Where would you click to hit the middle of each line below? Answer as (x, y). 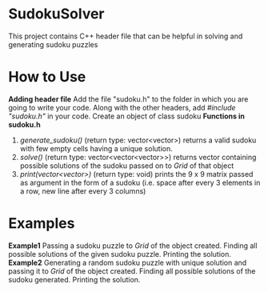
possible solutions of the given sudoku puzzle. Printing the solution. (120, 254)
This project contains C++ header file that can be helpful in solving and (126, 36)
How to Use (47, 77)
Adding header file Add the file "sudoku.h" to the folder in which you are (128, 99)
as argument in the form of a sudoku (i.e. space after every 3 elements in (140, 182)
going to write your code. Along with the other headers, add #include (122, 107)
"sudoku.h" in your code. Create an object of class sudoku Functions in (127, 116)
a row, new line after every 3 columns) (83, 191)
